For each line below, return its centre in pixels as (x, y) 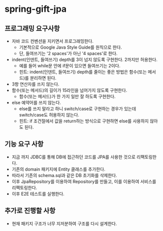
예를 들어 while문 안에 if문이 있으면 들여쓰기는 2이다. (70, 66)
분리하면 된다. (43, 78)
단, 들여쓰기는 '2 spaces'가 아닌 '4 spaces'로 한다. (68, 53)
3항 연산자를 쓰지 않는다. (35, 84)
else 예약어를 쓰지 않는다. (36, 102)
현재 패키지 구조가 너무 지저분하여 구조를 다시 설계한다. (64, 223)
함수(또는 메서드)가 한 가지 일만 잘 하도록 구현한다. (67, 96)
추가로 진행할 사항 (30, 211)
